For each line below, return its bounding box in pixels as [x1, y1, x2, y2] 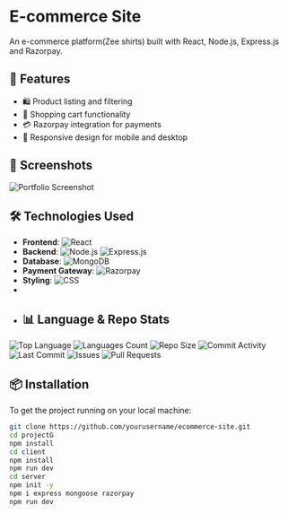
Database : [22, 256, 62, 266]
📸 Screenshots [9, 158, 93, 173]
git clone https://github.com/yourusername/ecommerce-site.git [9, 423, 251, 431]
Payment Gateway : [22, 266, 95, 276]
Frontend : [22, 237, 60, 248]
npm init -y [9, 481, 54, 490]
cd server [9, 473, 47, 482]
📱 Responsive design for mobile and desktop [22, 132, 188, 143]
